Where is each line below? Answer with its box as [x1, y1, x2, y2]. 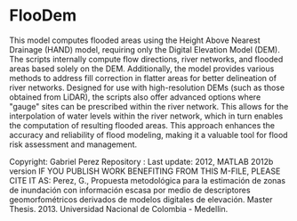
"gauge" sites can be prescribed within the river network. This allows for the [9, 101, 289, 111]
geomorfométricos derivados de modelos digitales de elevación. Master [9, 193, 273, 205]
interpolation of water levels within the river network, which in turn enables [9, 110, 284, 121]
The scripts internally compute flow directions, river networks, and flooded [9, 53, 284, 64]
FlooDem [9, 5, 77, 26]
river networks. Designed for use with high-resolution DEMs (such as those [9, 82, 285, 93]
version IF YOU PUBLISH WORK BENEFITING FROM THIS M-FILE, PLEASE [9, 166, 281, 176]
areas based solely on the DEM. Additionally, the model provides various [9, 63, 275, 74]
